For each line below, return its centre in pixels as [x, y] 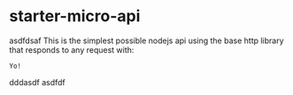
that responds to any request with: [72, 49]
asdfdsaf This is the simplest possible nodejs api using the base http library [147, 40]
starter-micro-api [75, 16]
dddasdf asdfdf [38, 82]
